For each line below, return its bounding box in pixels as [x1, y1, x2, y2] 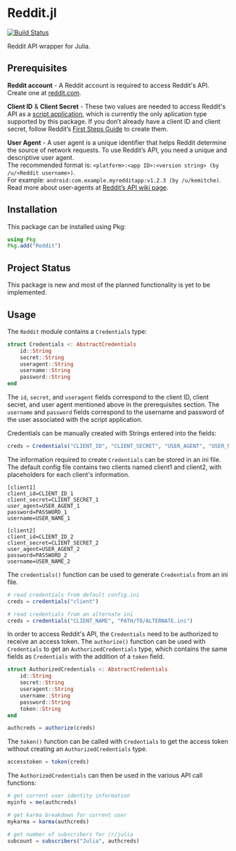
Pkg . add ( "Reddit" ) [7, 242, 61, 249]
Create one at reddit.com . [7, 88, 82, 97]
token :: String [20, 705, 61, 712]
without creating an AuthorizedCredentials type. [7, 745, 147, 753]
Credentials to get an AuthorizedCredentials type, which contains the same [7, 645, 228, 653]
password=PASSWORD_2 [7, 552, 68, 559]
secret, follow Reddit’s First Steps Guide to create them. [7, 125, 169, 133]
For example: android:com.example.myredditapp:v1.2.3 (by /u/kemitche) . [7, 175, 221, 184]
